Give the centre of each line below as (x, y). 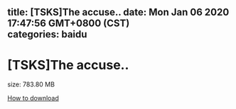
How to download (33, 98)
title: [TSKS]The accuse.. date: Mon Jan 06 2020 (118, 12)
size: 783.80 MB (31, 84)
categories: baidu (47, 34)
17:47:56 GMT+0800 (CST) (69, 24)
